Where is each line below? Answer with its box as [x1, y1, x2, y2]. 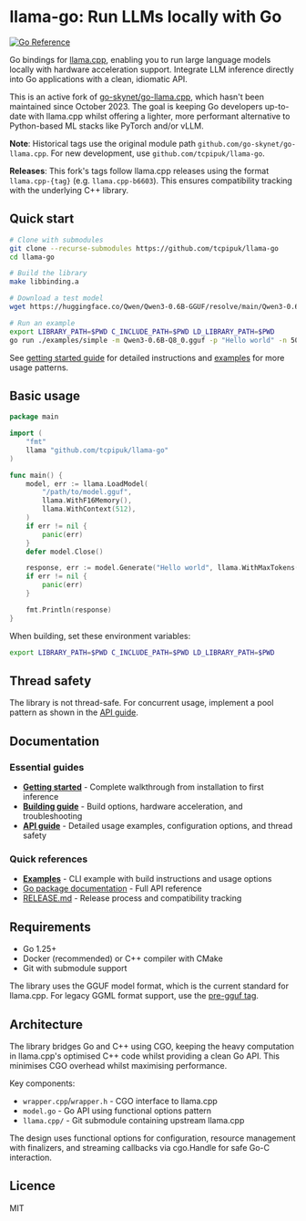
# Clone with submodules [9, 235, 104, 244]
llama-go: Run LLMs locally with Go [9, 6, 282, 27]
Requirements [9, 919, 91, 935]
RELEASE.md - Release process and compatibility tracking [22, 893, 242, 904]
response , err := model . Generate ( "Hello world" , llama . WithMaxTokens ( [25, 564, 300, 573]
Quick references [9, 853, 88, 865]
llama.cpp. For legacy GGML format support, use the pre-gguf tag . [9, 990, 260, 1001]
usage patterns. [9, 362, 69, 373]
